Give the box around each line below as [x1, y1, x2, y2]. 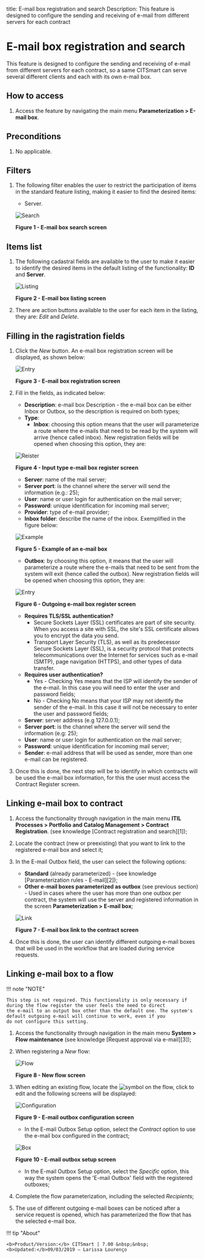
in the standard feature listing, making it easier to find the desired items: [15, 188, 197, 196]
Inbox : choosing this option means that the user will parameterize [33, 421, 199, 428]
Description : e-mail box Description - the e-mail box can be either [24, 401, 192, 408]
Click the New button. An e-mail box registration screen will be [15, 347, 173, 354]
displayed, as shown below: [15, 354, 86, 361]
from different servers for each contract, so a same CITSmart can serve [6, 66, 187, 74]
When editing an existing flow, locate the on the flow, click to [15, 1083, 195, 1090]
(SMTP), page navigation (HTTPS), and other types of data [33, 658, 182, 665]
